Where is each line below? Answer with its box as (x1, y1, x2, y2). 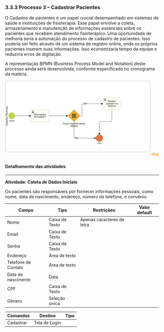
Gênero (7, 298, 22, 304)
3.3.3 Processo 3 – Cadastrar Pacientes (5, 4, 101, 11)
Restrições (93, 207, 116, 213)
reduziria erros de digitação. (5, 51, 62, 57)
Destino (39, 313, 56, 319)
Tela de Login (34, 320, 61, 326)
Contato (7, 265, 23, 270)
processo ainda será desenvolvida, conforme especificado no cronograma (5, 66, 155, 72)
